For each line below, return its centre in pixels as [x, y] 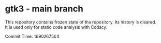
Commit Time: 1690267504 [32, 36]
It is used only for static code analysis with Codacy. [56, 27]
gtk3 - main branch [44, 9]
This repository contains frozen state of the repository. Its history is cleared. [80, 22]
